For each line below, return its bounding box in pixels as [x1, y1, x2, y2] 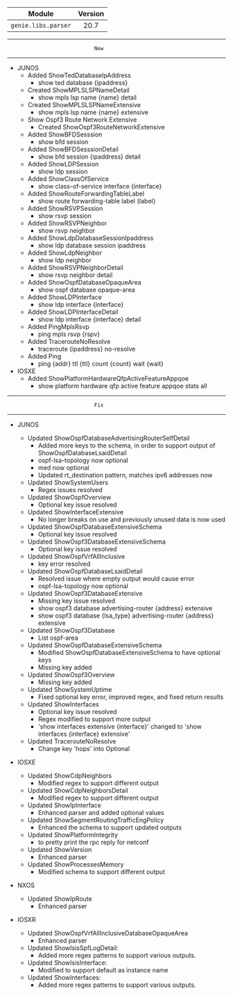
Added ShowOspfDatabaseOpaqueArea [27, 278, 142, 286]
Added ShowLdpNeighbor [27, 248, 103, 257]
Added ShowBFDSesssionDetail [27, 145, 119, 153]
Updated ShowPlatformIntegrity [27, 831, 119, 839]
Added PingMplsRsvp [27, 323, 90, 331]
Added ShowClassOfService [27, 175, 110, 183]
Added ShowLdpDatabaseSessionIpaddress [27, 234, 154, 242]
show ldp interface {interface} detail [37, 315, 141, 323]
